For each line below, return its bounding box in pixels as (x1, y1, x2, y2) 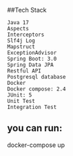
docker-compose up (7, 141, 65, 149)
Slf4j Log (7, 37, 36, 44)
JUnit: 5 (7, 92, 32, 99)
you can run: (7, 122, 63, 134)
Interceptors (7, 31, 45, 38)
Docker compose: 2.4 (7, 86, 67, 92)
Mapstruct (7, 43, 36, 50)
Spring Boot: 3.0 (7, 55, 57, 62)
